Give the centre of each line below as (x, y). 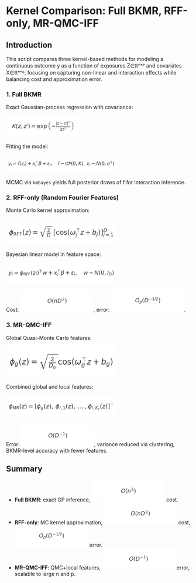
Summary (24, 469)
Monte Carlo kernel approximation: (48, 210)
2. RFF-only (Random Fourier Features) (62, 197)
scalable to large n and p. (45, 574)
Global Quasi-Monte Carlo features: (49, 338)
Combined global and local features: (50, 387)
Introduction (29, 45)
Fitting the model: (27, 146)
